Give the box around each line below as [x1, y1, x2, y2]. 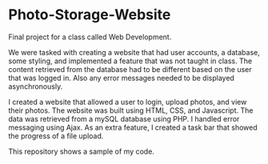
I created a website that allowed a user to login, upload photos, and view [8, 97, 247, 106]
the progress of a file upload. [8, 130, 104, 141]
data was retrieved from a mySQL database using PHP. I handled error [8, 114, 240, 123]
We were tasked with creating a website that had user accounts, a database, [8, 47, 260, 57]
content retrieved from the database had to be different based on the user [8, 64, 252, 74]
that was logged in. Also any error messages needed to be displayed [8, 73, 234, 82]
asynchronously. [8, 82, 63, 91]
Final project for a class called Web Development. [8, 32, 172, 42]
